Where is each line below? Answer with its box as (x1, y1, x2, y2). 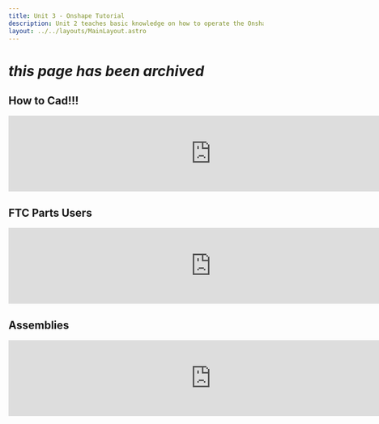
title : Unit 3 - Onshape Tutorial (8, 11, 126, 20)
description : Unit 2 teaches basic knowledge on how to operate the (8, 19, 245, 28)
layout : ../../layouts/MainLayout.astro (8, 27, 147, 35)
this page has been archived (8, 61, 205, 80)
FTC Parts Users (8, 206, 92, 219)
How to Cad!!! (8, 94, 79, 108)
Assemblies (8, 318, 70, 332)
